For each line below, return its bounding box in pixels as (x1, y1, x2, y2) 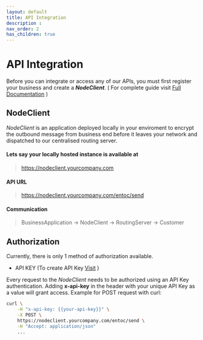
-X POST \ (17, 312, 42, 318)
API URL (6, 178, 27, 185)
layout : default (6, 8, 47, 15)
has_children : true (6, 32, 56, 38)
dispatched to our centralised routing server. (6, 137, 118, 144)
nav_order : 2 (6, 25, 39, 32)
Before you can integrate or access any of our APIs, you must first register (6, 78, 192, 85)
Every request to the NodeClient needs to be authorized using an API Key (6, 276, 189, 284)
